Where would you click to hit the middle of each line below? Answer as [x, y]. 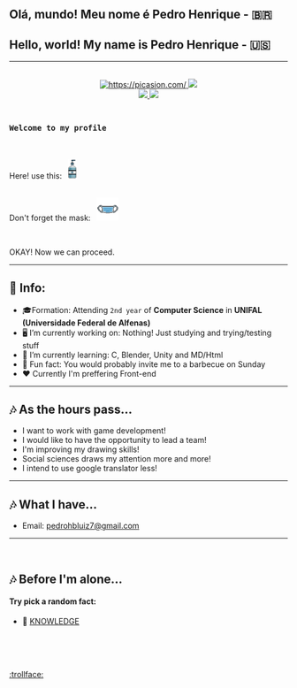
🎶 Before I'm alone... [66, 579]
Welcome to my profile [58, 128]
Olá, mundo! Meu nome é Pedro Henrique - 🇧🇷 [141, 15]
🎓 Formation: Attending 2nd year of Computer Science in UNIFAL [142, 310]
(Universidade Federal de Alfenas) [86, 323]
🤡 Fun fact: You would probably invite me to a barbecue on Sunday [144, 364]
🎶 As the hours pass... [71, 409]
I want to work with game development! [94, 431]
